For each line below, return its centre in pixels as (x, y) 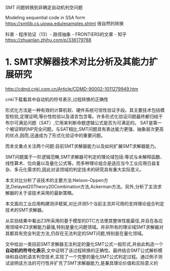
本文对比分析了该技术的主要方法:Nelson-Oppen (54, 180)
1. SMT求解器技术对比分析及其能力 (77, 62)
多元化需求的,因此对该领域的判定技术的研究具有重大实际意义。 (79, 169)
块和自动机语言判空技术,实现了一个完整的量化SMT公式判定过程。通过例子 (82, 256)
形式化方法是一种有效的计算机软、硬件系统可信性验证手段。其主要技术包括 (83, 110)
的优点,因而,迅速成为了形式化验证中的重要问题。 (55, 135)
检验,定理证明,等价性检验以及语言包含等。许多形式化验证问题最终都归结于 (86, 116)
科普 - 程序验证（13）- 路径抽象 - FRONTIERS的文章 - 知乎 (66, 34)
